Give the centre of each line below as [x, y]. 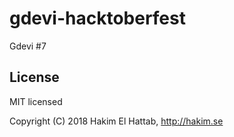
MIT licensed [36, 101]
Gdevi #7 [28, 46]
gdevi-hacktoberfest [97, 18]
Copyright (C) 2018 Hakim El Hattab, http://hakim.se [116, 121]
